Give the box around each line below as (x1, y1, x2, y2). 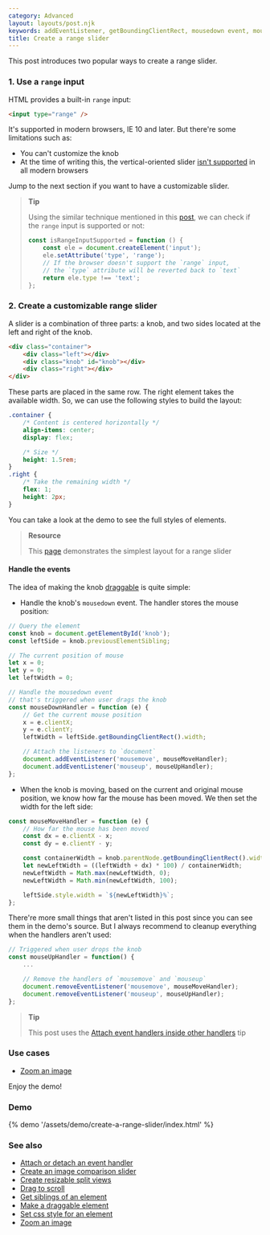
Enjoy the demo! (8, 1082, 63, 1091)
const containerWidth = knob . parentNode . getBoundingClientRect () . (22, 854, 250, 862)
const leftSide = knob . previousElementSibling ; (8, 636, 171, 645)
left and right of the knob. (8, 327, 93, 337)
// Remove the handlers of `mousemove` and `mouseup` (22, 975, 207, 984)
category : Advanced (8, 11, 74, 20)
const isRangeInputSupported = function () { (27, 236, 183, 245)
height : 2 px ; (22, 493, 67, 501)
